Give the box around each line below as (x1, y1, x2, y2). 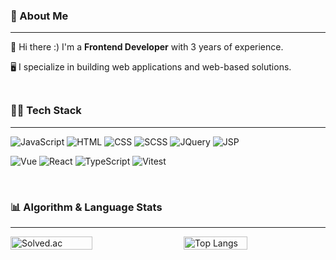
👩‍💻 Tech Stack (10, 104, 82, 118)
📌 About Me (10, 9, 69, 23)
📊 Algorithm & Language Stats (10, 200, 163, 214)
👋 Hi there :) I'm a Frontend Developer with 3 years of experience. (10, 41, 284, 53)
